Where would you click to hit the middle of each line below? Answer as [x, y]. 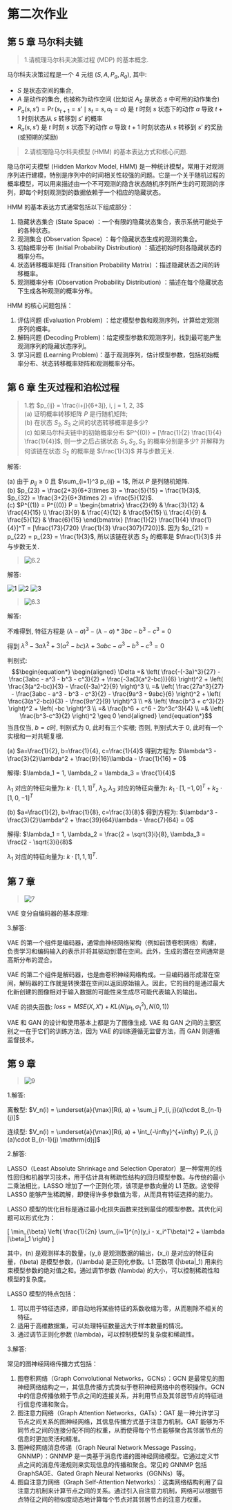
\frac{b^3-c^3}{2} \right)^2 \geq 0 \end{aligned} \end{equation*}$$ [116, 716]
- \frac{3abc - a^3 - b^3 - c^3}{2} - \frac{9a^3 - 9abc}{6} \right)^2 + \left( [116, 694]
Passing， [185, 1447]
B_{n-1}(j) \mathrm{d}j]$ [66, 1139]
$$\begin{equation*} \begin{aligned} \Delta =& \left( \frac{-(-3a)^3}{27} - [116, 672]
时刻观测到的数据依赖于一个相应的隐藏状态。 [100, 192]
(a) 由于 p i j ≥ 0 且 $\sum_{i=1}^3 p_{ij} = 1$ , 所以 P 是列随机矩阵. [98, 482]
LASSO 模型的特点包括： [42, 1294]
